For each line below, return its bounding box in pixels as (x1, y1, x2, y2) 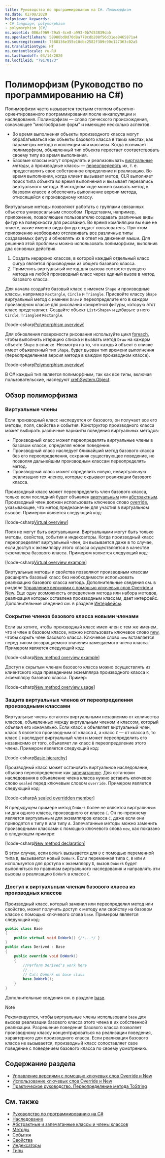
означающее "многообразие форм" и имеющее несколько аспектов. (5, 122, 151, 127)
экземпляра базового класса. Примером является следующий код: (5, 549, 148, 556)
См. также (5, 1098, 39, 1106)
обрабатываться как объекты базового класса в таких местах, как (12, 136, 154, 142)
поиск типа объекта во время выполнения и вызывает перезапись (12, 178, 154, 184)
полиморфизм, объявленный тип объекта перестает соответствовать (12, 147, 160, 153)
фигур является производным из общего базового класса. (12, 260, 136, 267)
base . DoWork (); (23, 977, 54, 982)
